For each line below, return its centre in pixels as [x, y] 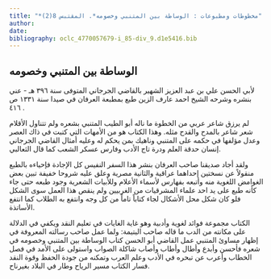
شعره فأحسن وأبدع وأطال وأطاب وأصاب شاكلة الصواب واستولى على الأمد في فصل [135, 249]
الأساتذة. [22, 207]
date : [18, 31]
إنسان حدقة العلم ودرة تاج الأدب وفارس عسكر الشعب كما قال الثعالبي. [115, 149]
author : [22, 23]
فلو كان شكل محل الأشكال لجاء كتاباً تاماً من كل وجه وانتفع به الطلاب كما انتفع [125, 199]
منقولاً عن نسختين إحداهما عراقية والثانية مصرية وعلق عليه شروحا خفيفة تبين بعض [132, 173]
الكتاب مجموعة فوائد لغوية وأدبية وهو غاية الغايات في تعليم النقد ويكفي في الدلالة [130, 223]
